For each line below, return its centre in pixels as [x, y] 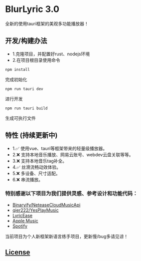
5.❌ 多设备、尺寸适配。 [36, 173]
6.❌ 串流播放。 [28, 179]
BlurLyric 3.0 [32, 9]
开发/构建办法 [26, 41]
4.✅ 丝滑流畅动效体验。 [37, 167]
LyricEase [22, 215]
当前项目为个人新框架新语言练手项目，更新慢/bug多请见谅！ [67, 236]
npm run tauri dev [24, 89]
